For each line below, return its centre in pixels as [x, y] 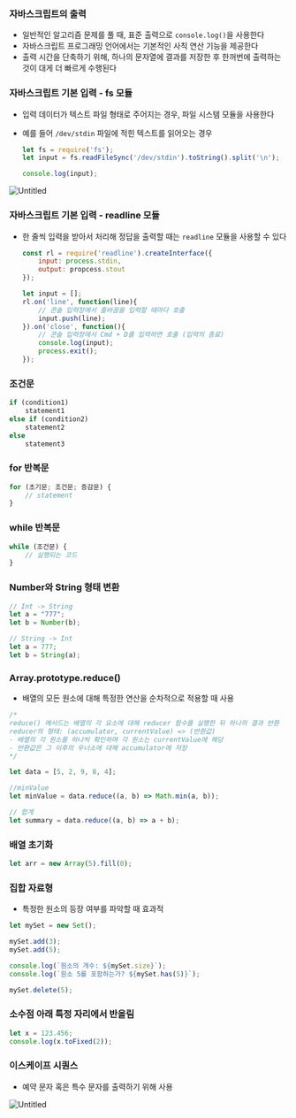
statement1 [45, 411]
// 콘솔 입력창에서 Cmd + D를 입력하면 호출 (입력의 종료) [132, 335]
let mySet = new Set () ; [53, 926]
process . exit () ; [68, 351]
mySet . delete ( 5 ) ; [41, 990]
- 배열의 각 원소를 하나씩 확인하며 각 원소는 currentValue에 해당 [116, 739]
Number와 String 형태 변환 [65, 587]
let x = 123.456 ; [41, 1033]
